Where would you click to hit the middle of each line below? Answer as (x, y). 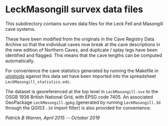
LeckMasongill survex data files (74, 9)
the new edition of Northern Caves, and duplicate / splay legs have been (81, 50)
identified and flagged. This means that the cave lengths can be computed (84, 55)
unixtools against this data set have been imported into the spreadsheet (81, 76)
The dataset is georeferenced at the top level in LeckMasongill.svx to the (82, 91)
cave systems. (20, 29)
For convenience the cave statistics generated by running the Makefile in (82, 71)
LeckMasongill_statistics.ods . (38, 81)
